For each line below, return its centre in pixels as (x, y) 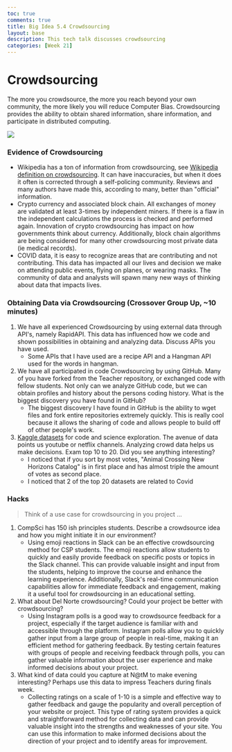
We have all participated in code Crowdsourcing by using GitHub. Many (119, 370)
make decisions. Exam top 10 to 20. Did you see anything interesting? (116, 451)
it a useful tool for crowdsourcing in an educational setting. (111, 593)
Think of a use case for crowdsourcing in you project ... (103, 514)
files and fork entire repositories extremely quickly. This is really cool (126, 415)
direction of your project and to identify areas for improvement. (117, 741)
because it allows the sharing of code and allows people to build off (124, 422)
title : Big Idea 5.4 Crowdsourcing (59, 26)
